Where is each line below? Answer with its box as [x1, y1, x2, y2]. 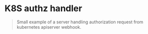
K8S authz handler [4, 3, 82, 14]
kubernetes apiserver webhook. [16, 24, 82, 30]
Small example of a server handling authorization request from [16, 19, 144, 25]
